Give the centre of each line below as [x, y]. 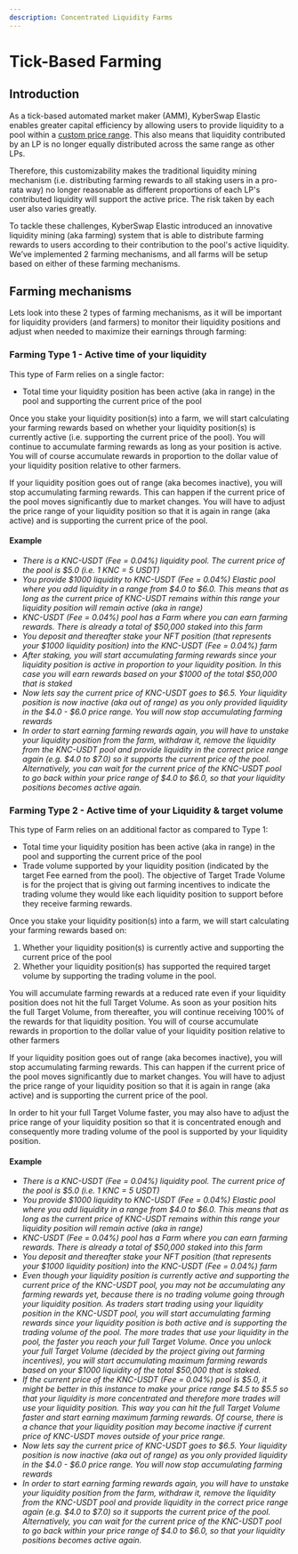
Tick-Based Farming [85, 61]
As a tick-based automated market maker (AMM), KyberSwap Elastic [135, 116]
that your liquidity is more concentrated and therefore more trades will [151, 1398]
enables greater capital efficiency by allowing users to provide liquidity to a [147, 125]
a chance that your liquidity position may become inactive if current [146, 1427]
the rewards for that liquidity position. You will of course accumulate [134, 1022]
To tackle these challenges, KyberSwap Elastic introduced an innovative [141, 225]
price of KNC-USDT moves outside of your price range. [124, 1437]
